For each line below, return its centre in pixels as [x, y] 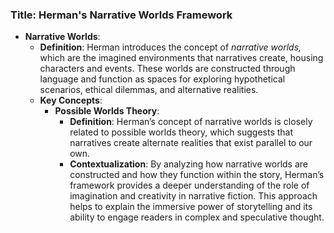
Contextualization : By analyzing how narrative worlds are [189, 164]
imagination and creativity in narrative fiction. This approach [193, 196]
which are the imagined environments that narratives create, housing [181, 58]
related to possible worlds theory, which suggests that [181, 132]
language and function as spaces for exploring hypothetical [162, 79]
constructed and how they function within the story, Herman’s [197, 175]
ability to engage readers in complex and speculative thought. [197, 217]
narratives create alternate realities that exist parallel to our [191, 143]
